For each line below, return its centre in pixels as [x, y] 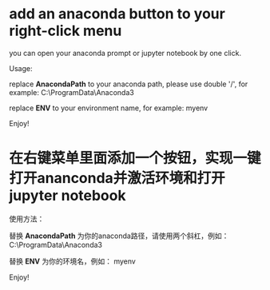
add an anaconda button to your [117, 14]
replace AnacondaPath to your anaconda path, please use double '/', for [129, 84]
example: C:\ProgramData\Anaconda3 [71, 92]
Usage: [21, 68]
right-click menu [66, 31]
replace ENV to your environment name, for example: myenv [109, 108]
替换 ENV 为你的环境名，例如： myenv [73, 261]
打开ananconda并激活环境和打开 [117, 179]
